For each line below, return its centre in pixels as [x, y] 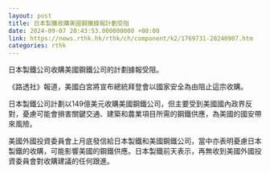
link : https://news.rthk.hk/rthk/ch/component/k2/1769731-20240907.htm [131, 38]
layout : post [30, 16]
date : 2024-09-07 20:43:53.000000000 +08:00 [84, 31]
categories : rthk [37, 46]
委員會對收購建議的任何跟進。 [64, 161]
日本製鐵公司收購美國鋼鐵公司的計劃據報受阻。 [86, 70]
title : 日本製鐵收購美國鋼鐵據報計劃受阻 [69, 23]
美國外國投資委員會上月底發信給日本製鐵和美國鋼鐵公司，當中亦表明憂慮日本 [135, 141]
